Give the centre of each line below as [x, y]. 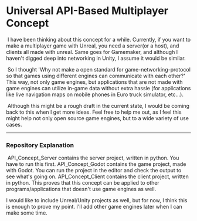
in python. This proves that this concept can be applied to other [83, 183]
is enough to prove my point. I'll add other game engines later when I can [94, 207]
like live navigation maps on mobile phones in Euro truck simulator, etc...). [95, 94]
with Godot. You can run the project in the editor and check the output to [94, 171]
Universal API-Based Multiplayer [87, 11]
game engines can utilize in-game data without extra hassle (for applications [98, 88]
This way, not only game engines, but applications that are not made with [94, 82]
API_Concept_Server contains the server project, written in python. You [93, 158]
